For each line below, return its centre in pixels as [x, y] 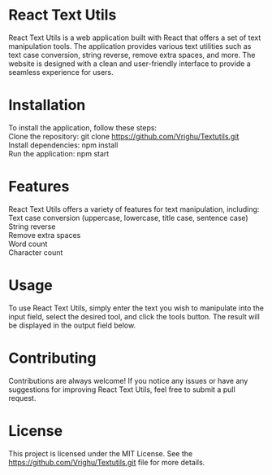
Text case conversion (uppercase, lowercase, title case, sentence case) [129, 218]
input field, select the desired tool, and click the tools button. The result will [134, 316]
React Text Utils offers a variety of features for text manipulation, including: [134, 209]
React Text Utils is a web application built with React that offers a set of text [135, 37]
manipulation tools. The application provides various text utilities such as [130, 46]
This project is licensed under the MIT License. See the [101, 453]
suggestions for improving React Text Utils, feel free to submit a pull [122, 389]
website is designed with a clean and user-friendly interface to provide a [130, 64]
